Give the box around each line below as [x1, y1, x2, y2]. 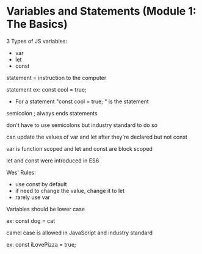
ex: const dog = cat [6, 217, 56, 224]
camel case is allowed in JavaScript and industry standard [6, 229, 153, 236]
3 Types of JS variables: [6, 37, 67, 45]
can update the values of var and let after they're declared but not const [6, 133, 188, 140]
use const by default [15, 180, 67, 187]
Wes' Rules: [6, 169, 37, 176]
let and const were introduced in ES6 [6, 157, 99, 164]
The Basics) [6, 17, 68, 31]
